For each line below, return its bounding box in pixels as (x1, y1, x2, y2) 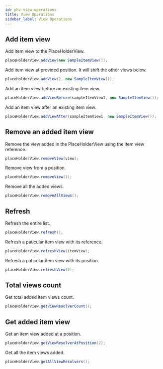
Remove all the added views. (5, 184, 64, 189)
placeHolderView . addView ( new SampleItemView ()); (5, 58, 108, 63)
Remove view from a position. (5, 165, 66, 171)
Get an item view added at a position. (5, 331, 81, 337)
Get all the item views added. (5, 350, 65, 356)
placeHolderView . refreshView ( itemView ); (5, 248, 90, 253)
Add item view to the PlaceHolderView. (5, 48, 85, 54)
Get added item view (5, 318, 71, 326)
